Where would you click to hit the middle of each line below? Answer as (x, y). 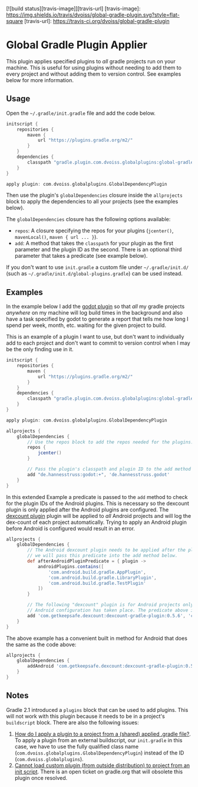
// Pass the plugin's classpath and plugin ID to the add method (109, 469)
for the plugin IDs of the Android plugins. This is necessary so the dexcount (98, 503)
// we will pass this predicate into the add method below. (103, 556)
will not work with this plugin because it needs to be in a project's (85, 716)
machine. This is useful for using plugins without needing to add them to (94, 67)
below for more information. (40, 80)
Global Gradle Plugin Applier (77, 45)
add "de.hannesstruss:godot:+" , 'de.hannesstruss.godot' (98, 475)
